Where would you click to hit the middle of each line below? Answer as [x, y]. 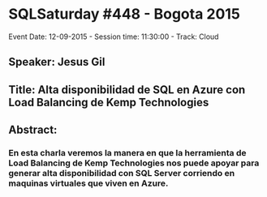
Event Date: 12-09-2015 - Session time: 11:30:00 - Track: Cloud [114, 36]
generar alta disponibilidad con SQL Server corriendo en [122, 173]
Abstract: [33, 130]
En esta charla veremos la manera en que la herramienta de [127, 153]
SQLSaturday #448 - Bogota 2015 [125, 14]
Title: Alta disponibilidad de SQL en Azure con [127, 90]
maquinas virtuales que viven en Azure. [88, 183]
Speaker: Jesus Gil [57, 62]
